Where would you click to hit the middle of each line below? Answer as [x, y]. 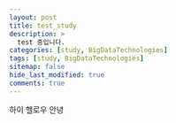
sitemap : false [37, 67]
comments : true [37, 83]
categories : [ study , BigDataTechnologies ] [88, 50]
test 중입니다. [42, 42]
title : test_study [43, 26]
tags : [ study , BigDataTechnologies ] [77, 58]
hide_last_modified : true [57, 75]
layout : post [33, 17]
